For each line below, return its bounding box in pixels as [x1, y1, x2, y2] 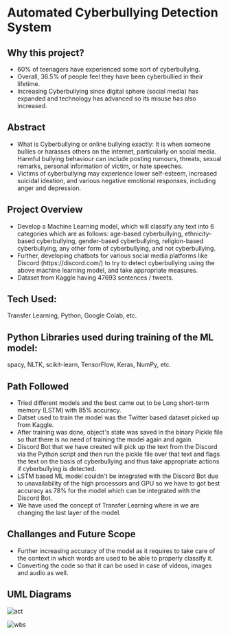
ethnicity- [184, 229, 212, 238]
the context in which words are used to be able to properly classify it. [16, 554, 214, 562]
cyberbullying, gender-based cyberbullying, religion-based [36, 236, 204, 245]
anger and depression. [16, 184, 81, 192]
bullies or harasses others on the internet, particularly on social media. [16, 147, 217, 156]
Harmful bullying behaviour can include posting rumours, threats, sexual [16, 154, 222, 163]
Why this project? [7, 47, 84, 59]
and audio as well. [16, 568, 69, 576]
